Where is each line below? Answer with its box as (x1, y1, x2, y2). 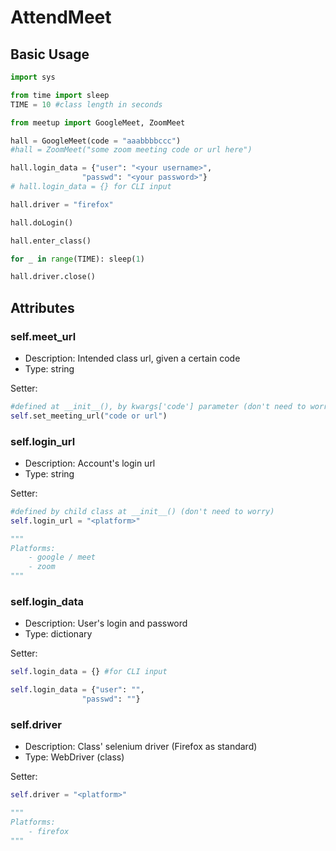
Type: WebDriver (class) (24, 751, 125, 763)
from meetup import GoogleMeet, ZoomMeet (10, 117, 186, 128)
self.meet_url (10, 329, 77, 343)
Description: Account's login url (24, 457, 156, 469)
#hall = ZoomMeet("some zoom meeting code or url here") (10, 145, 253, 155)
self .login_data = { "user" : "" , (10, 685, 145, 695)
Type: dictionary (24, 628, 93, 640)
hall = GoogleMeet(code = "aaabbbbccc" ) (10, 136, 182, 146)
